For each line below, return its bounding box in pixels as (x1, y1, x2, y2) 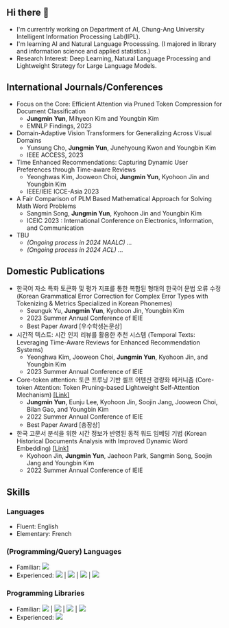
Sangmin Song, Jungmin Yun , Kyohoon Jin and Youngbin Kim (26, 209, 202, 217)
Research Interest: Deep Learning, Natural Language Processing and (16, 54, 210, 62)
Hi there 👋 (6, 7, 49, 19)
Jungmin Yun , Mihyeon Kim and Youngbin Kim (26, 114, 159, 122)
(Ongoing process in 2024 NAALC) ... (26, 238, 132, 246)
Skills (6, 486, 30, 498)
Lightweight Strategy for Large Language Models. (16, 61, 157, 69)
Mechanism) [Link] (16, 391, 70, 399)
